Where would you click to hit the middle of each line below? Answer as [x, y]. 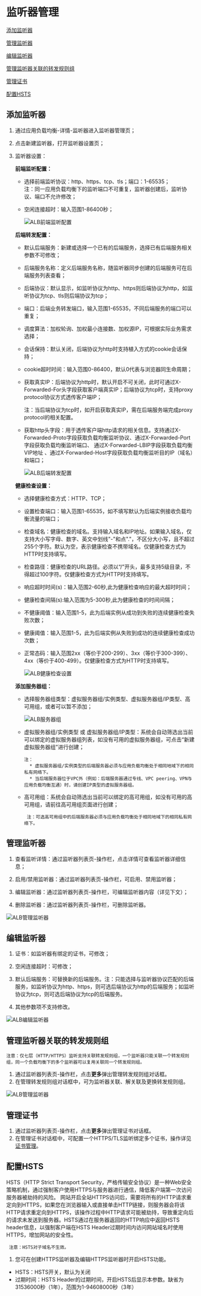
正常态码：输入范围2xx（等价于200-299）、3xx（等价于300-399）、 [107, 653]
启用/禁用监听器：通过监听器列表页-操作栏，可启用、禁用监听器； [96, 879]
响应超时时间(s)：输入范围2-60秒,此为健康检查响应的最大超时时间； [108, 587]
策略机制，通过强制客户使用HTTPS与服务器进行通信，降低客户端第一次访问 [99, 1190]
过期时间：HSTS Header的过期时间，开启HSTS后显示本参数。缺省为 [99, 1279]
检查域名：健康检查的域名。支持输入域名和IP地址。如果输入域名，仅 [108, 531]
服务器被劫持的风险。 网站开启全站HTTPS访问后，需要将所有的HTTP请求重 [99, 1197]
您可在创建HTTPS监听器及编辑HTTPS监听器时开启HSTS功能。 [92, 1259]
